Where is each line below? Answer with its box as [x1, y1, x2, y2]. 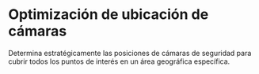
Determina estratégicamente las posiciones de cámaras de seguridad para [8, 48, 252, 57]
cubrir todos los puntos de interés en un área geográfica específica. [8, 57, 230, 66]
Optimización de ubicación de [8, 6, 209, 24]
